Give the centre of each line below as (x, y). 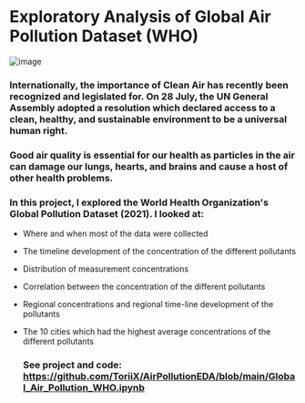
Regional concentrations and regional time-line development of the (148, 305)
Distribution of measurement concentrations (106, 269)
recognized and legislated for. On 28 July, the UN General (139, 96)
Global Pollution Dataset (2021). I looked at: (107, 213)
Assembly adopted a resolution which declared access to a (142, 108)
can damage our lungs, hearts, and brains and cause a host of (149, 166)
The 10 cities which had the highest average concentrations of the (147, 332)
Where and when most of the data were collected (115, 233)
